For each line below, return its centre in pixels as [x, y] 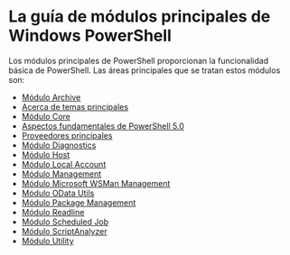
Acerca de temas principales [75, 106]
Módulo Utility [47, 241]
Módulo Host [46, 154]
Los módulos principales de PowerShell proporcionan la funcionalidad [138, 60]
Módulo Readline [53, 212]
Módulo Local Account [64, 164]
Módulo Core [46, 116]
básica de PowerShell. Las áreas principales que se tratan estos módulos [145, 70]
